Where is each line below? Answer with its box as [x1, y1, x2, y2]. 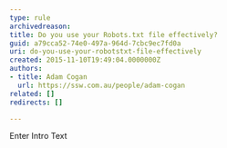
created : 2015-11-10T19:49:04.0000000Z [9, 55, 161, 64]
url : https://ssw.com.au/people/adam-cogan [17, 81, 185, 90]
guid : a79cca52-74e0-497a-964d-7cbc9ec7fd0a [9, 38, 181, 48]
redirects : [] [9, 97, 64, 107]
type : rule [9, 13, 51, 23]
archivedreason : [9, 22, 71, 31]
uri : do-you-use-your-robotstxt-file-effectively [9, 47, 202, 56]
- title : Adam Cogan [9, 73, 88, 82]
